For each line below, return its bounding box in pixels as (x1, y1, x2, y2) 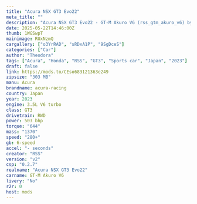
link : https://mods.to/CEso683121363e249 (6, 69, 109, 75)
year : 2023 (6, 96, 33, 102)
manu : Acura (6, 80, 35, 86)
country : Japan (6, 91, 43, 96)
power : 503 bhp (6, 118, 43, 124)
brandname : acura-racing (6, 85, 67, 91)
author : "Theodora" (6, 52, 54, 58)
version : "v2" (6, 156, 41, 162)
